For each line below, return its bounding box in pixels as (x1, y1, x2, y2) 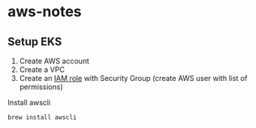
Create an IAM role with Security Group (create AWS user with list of (19, 74, 248, 83)
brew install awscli (7, 113, 78, 122)
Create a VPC (19, 65, 66, 75)
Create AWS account (19, 56, 90, 66)
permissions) (19, 82, 64, 92)
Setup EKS (7, 35, 62, 49)
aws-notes (7, 2, 82, 21)
